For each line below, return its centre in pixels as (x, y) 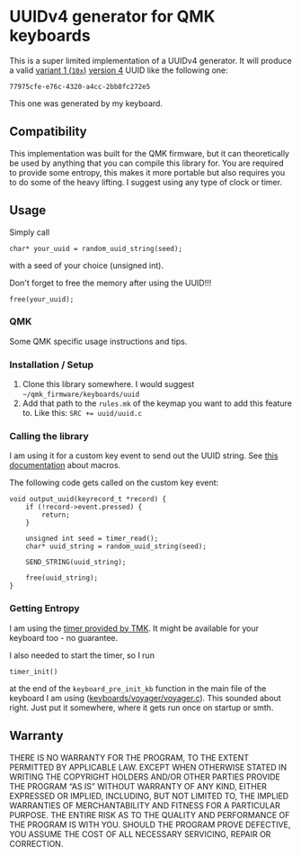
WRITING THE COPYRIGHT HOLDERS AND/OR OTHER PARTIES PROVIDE (145, 777)
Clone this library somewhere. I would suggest (108, 384)
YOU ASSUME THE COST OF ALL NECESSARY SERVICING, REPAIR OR (140, 833)
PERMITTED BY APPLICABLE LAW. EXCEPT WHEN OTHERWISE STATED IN (148, 767)
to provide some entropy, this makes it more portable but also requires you (147, 172)
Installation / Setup (52, 365)
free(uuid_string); (62, 578)
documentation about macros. (65, 465)
